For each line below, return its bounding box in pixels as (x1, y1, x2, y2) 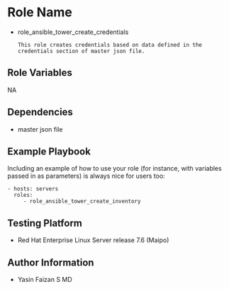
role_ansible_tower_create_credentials (17, 28, 129, 36)
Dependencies (7, 106, 73, 118)
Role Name (7, 4, 72, 21)
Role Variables (7, 67, 72, 79)
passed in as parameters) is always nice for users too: (7, 171, 165, 181)
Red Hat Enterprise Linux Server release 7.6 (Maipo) (17, 236, 169, 244)
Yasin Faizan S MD (17, 276, 72, 283)
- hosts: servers (7, 186, 59, 193)
